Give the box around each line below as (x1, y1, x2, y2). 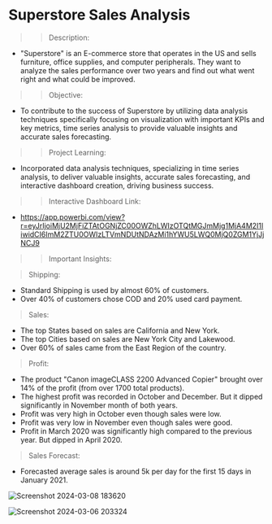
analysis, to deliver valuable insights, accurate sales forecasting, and (19, 172, 251, 181)
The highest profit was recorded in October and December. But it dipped (19, 391, 263, 401)
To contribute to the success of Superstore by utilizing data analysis (19, 106, 248, 116)
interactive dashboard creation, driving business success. (19, 181, 214, 190)
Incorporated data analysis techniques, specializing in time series (19, 163, 240, 172)
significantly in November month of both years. (19, 400, 179, 410)
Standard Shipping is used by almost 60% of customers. (19, 285, 209, 295)
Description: (48, 33, 90, 42)
